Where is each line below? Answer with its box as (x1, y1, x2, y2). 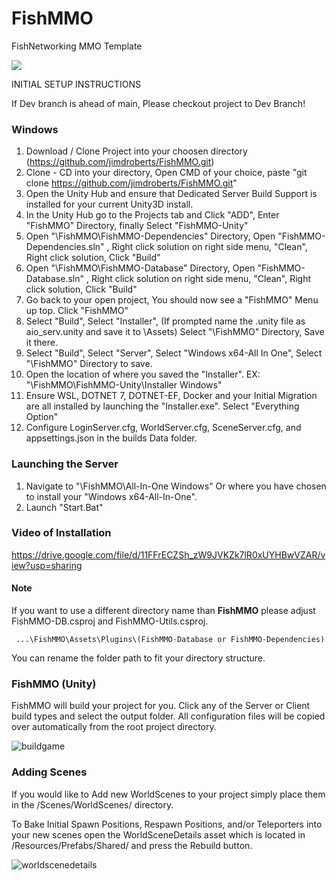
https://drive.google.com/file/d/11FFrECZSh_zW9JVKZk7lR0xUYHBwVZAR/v (11, 548, 326, 561)
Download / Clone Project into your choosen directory (25, 145, 248, 157)
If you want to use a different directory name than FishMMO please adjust (11, 605, 316, 617)
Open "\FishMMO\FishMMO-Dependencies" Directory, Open (25, 230, 276, 242)
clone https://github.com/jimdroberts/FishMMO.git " (25, 177, 238, 189)
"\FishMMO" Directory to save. (25, 358, 153, 370)
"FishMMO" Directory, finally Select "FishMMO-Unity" (25, 220, 249, 232)
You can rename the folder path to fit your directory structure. (11, 652, 266, 664)
